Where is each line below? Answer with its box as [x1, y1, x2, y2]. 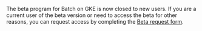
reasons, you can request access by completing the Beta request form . [6, 18, 184, 25]
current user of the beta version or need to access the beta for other [6, 12, 178, 19]
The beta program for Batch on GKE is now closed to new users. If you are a [6, 5, 197, 12]
